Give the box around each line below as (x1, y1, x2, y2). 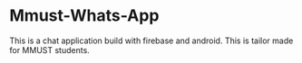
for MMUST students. (9, 44, 91, 55)
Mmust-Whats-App (9, 5, 160, 26)
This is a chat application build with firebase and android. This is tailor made (9, 35, 294, 46)
